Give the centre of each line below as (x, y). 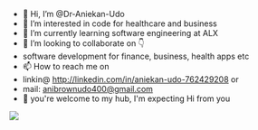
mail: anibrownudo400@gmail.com (88, 89)
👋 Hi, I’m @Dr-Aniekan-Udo (73, 14)
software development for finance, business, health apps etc (136, 56)
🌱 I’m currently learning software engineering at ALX (120, 33)
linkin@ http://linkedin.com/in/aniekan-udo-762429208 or (130, 79)
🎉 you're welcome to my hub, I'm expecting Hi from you (126, 98)
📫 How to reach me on (66, 66)
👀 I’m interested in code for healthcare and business (119, 23)
